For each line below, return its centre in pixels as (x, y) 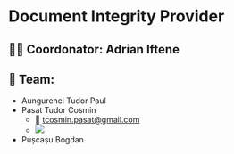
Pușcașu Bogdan (52, 140)
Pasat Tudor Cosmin (58, 110)
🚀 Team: (32, 79)
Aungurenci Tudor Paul (63, 101)
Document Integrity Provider (117, 16)
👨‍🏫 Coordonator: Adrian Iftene (94, 49)
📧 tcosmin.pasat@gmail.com (87, 120)
